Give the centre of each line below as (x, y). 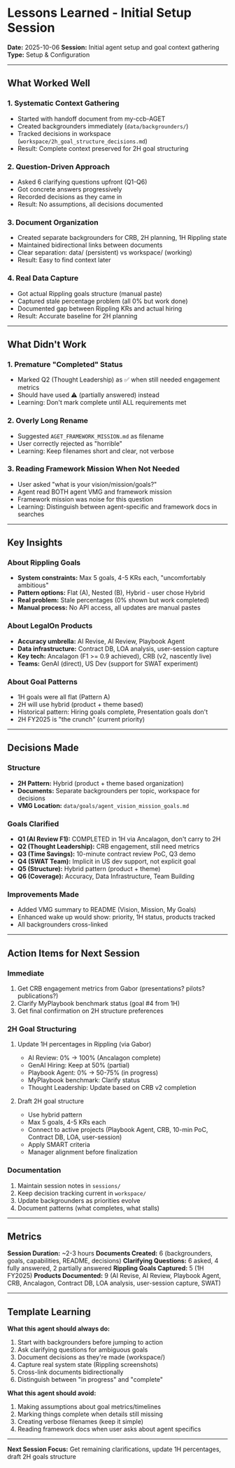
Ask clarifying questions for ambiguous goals (83, 1350)
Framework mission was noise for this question (85, 499)
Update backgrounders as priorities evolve (79, 1200)
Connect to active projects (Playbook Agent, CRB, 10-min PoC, (118, 1130)
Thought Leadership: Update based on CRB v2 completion (112, 1088)
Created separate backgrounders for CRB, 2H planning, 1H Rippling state (122, 238)
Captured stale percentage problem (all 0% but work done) (102, 301)
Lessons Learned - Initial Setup (100, 13)
